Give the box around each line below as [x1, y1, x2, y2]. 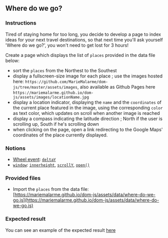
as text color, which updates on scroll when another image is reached [12, 110, 160, 116]
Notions [5, 145, 26, 152]
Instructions [5, 19, 37, 27]
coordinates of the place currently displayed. [12, 132, 108, 138]
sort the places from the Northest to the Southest [12, 67, 117, 73]
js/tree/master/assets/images [12, 85, 78, 90]
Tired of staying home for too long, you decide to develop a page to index [5, 31, 161, 37]
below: [5, 57, 20, 64]
